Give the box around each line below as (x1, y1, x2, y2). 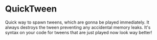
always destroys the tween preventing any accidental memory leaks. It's (5, 24, 151, 30)
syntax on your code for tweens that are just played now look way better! (5, 29, 153, 35)
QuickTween (5, 3, 57, 14)
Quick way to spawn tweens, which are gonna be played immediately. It (5, 19, 150, 25)
